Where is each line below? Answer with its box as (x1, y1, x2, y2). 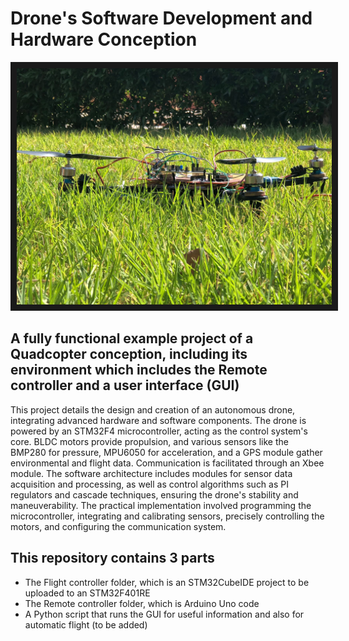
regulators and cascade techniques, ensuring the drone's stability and (10, 488, 299, 501)
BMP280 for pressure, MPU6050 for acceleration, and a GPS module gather (10, 446, 323, 458)
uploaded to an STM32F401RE (24, 587, 151, 599)
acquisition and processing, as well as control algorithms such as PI (10, 478, 289, 490)
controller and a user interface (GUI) (10, 377, 240, 394)
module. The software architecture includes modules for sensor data (10, 467, 293, 479)
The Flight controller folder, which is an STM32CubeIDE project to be (24, 576, 310, 588)
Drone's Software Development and (10, 7, 313, 30)
